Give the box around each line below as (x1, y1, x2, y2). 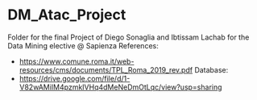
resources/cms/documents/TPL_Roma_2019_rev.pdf (19, 65, 193, 74)
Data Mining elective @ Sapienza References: (7, 40, 159, 50)
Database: (194, 65, 229, 74)
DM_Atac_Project (7, 6, 126, 24)
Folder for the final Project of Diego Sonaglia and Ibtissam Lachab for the (7, 32, 250, 42)
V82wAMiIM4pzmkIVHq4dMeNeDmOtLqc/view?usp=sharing (19, 82, 222, 92)
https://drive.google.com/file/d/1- (19, 73, 131, 83)
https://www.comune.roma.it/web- (19, 56, 135, 66)
